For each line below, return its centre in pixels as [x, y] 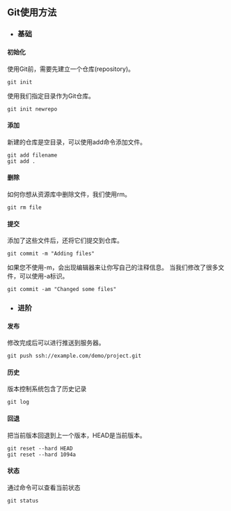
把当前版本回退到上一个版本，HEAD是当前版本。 [77, 435]
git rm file [24, 207]
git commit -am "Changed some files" [62, 290]
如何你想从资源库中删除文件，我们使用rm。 [69, 194]
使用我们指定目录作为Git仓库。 [51, 95]
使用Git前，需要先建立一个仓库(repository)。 [71, 69]
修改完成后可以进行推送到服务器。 [56, 343]
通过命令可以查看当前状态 [44, 487]
